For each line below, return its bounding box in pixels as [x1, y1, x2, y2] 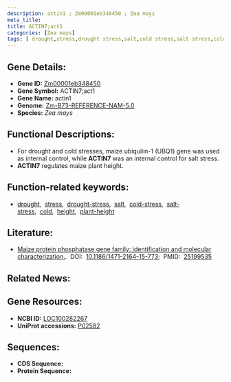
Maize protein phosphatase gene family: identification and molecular [16, 245, 212, 253]
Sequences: [7, 341, 60, 353]
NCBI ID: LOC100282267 [16, 314, 88, 322]
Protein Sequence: [16, 367, 72, 375]
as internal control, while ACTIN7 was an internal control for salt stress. [16, 154, 219, 162]
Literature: [7, 226, 54, 238]
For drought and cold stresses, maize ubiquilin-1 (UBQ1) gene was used [16, 147, 220, 155]
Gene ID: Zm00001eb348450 [16, 79, 101, 87]
